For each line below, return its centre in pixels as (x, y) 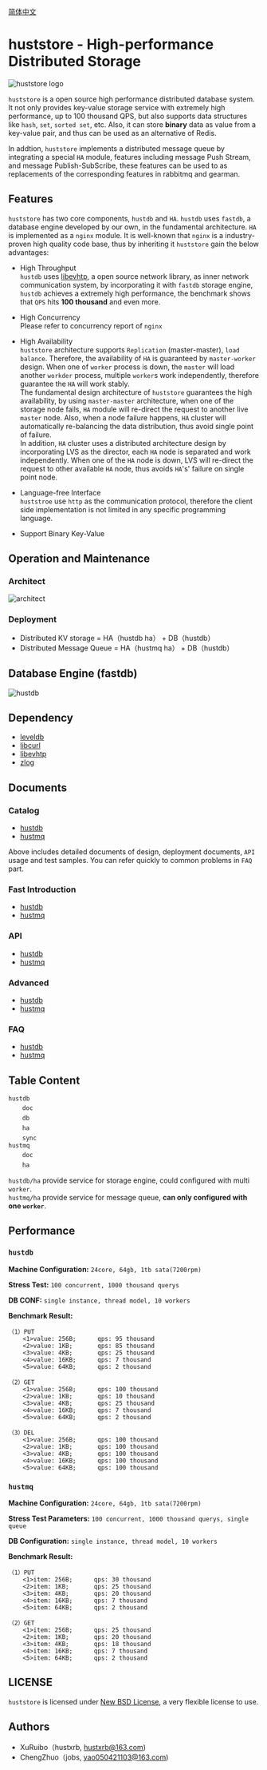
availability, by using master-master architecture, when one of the (127, 400)
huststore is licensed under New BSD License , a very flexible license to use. (133, 1701)
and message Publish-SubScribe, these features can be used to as (118, 165)
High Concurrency (50, 317)
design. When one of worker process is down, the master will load (127, 367)
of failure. (35, 435)
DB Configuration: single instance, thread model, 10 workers (113, 1541)
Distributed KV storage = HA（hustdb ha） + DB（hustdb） (117, 638)
